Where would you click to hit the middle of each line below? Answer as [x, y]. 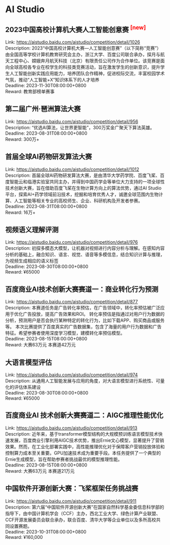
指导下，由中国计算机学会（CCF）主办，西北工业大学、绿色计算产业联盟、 [83, 513]
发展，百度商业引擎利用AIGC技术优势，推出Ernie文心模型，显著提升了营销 [87, 440]
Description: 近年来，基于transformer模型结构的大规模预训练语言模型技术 [82, 434]
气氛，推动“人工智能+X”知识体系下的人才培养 [52, 80]
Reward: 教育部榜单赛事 [30, 91]
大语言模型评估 [29, 362]
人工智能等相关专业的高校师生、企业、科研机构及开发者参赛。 [78, 201]
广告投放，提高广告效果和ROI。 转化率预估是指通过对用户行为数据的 [94, 314]
